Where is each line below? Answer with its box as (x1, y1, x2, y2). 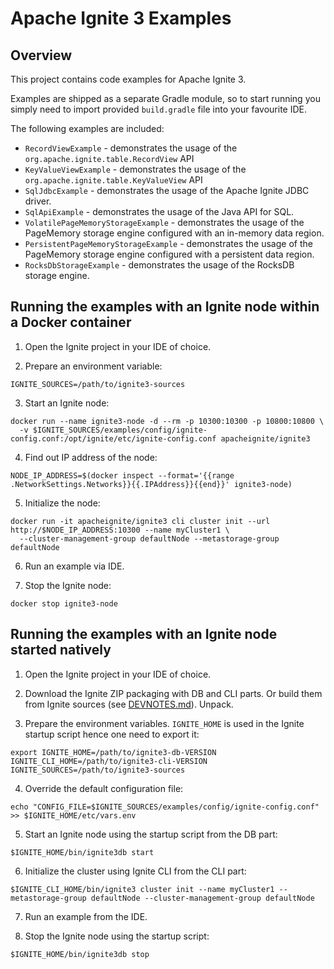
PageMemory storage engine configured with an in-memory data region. (24, 227, 325, 239)
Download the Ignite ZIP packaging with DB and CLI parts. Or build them (24, 687, 323, 699)
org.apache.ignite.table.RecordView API (24, 153, 195, 164)
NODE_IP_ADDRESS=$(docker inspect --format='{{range (10, 470, 235, 481)
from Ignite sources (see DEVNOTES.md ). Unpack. (24, 698, 234, 710)
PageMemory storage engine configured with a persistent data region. (24, 248, 315, 260)
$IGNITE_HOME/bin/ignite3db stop (10, 949, 150, 959)
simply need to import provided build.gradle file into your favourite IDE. (10, 103, 307, 115)
